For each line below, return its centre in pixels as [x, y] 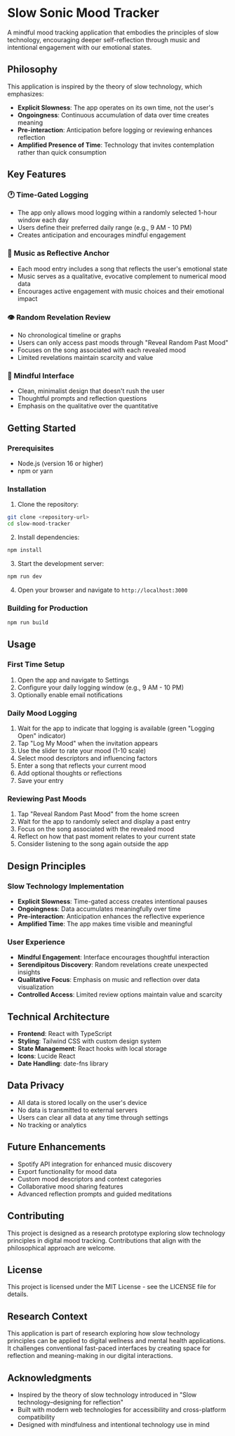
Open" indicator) [41, 735]
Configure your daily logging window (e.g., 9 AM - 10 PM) [101, 687]
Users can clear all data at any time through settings [93, 1117]
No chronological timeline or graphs [69, 335]
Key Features [37, 175]
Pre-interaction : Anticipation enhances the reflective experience [111, 916]
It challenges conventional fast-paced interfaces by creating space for [109, 1348]
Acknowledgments [50, 1378]
